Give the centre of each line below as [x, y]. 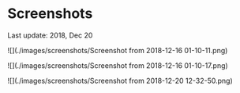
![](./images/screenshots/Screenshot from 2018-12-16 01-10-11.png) [118, 50]
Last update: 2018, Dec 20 [50, 35]
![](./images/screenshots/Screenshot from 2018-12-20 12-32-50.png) [120, 80]
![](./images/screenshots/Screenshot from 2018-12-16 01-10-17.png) [118, 65]
